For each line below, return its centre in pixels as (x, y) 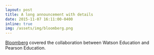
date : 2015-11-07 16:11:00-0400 (39, 19)
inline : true (19, 24)
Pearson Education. (26, 48)
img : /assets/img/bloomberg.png (39, 28)
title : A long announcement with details (49, 14)
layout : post (19, 10)
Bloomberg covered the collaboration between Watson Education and (77, 42)
